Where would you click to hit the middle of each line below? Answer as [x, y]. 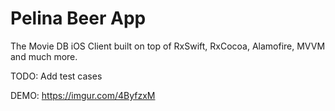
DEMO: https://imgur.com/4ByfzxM [83, 95]
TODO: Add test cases [56, 76]
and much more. [44, 56]
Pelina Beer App [78, 18]
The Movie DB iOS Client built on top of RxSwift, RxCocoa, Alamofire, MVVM [168, 46]
